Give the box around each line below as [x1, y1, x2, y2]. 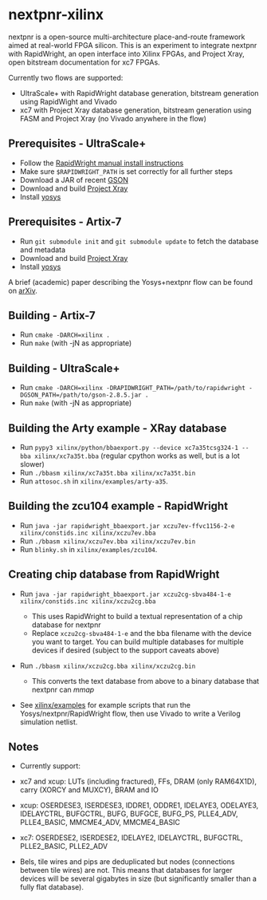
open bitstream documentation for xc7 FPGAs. [8, 57, 161, 67]
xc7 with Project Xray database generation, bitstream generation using [19, 105, 252, 115]
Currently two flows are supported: [8, 73, 124, 82]
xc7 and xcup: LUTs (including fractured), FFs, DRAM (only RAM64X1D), [19, 776, 257, 787]
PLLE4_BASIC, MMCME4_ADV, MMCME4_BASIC [19, 818, 181, 827]
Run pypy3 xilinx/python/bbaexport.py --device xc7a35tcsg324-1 [19, 443, 239, 452]
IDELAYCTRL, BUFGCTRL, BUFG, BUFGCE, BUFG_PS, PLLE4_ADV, [19, 809, 238, 819]
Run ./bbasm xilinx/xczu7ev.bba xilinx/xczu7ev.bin [19, 536, 196, 546]
